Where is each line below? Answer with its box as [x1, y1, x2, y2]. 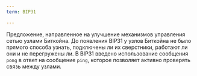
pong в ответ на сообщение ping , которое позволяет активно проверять [6, 56, 191, 63]
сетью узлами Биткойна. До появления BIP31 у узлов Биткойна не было [6, 37, 192, 44]
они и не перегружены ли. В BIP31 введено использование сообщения [6, 49, 189, 57]
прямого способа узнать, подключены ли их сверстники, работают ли [6, 43, 188, 51]
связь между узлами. [6, 63, 61, 70]
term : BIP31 [6, 8, 36, 15]
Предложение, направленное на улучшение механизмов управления [6, 31, 186, 38]
